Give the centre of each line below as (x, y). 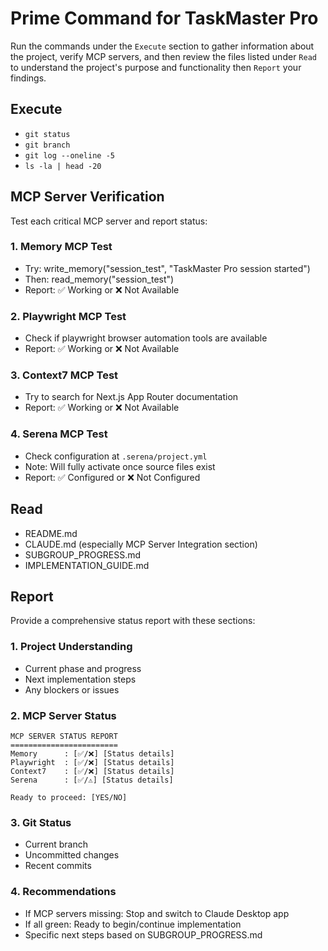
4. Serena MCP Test (59, 434)
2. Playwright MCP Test (68, 316)
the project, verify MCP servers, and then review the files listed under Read (163, 56)
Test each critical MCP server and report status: (109, 221)
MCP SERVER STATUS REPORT (64, 736)
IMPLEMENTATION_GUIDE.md (87, 565)
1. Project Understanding (71, 647)
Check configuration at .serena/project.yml (116, 456)
